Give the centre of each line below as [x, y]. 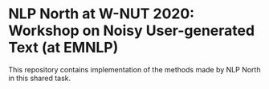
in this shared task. [40, 78]
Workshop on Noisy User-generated [132, 31]
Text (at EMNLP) [63, 48]
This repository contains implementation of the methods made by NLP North [134, 69]
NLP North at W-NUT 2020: [102, 14]
